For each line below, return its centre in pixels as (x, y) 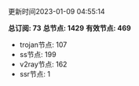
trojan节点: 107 (43, 45)
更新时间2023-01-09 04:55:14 (57, 11)
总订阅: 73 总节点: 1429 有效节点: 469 (69, 28)
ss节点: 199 (38, 54)
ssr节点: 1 (35, 74)
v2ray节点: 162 (43, 64)
